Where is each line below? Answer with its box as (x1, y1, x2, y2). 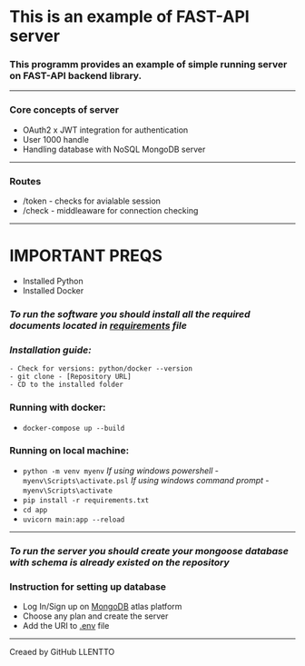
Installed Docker (22, 285, 84, 296)
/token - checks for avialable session (22, 195, 162, 206)
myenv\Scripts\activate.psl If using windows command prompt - (22, 474, 270, 485)
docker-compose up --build (22, 423, 125, 432)
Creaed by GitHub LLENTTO (9, 647, 115, 658)
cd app (22, 505, 48, 514)
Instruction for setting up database (9, 580, 166, 592)
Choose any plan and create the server (22, 611, 169, 621)
